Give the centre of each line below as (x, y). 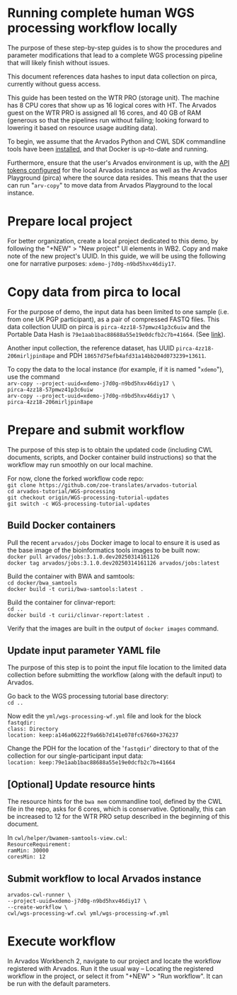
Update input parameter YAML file (84, 650)
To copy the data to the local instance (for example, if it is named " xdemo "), (116, 369)
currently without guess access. (54, 84)
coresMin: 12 (27, 857)
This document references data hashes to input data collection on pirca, (112, 76)
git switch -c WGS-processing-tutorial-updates (79, 504)
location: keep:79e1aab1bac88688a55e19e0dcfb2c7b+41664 (91, 763)
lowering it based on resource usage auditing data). (82, 127)
